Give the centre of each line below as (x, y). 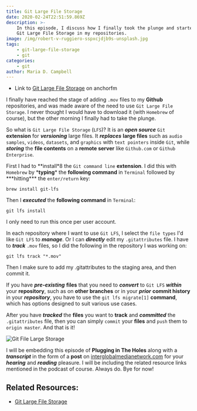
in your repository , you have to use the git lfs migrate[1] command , (91, 298)
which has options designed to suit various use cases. (72, 304)
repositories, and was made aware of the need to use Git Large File (89, 106)
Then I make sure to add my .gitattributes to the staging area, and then (91, 267)
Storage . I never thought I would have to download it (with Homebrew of (90, 112)
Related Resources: (43, 387)
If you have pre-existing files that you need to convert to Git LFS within (94, 285)
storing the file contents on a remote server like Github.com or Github (91, 149)
